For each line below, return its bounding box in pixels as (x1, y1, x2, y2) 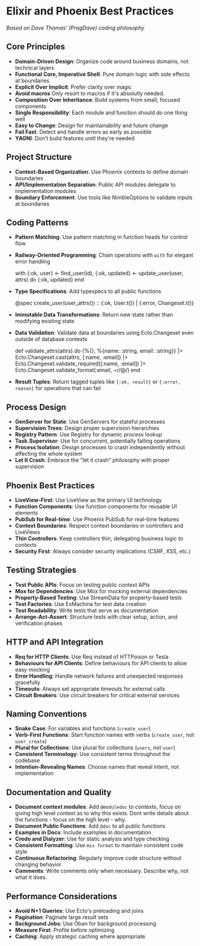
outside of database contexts (14, 336, 88, 343)
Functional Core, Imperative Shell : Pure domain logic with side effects (14, 71, 190, 78)
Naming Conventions (6, 709, 87, 719)
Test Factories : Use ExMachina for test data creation (14, 600, 147, 607)
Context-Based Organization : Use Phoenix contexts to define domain (14, 168, 189, 175)
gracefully (14, 678, 40, 686)
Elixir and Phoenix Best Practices (6, 4, 174, 18)
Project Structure (6, 152, 72, 162)
